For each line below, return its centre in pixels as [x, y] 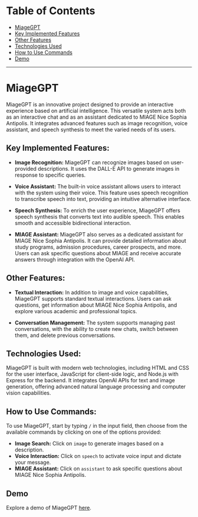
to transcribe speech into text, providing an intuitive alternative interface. [103, 199]
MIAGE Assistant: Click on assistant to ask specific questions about [98, 469]
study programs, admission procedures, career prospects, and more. [98, 247]
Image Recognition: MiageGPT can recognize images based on [92, 162]
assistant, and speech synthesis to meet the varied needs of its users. [91, 129]
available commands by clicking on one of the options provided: [84, 432]
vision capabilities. [29, 393]
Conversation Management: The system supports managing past [95, 323]
